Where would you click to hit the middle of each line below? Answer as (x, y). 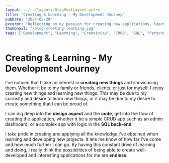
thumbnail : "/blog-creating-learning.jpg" (50, 29)
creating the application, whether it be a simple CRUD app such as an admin (84, 119)
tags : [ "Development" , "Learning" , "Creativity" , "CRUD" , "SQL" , (75, 33)
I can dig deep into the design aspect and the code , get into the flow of (79, 113)
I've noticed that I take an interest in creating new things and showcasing (82, 82)
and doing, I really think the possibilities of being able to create (70, 150)
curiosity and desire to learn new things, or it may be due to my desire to (80, 98)
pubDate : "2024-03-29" (29, 19)
